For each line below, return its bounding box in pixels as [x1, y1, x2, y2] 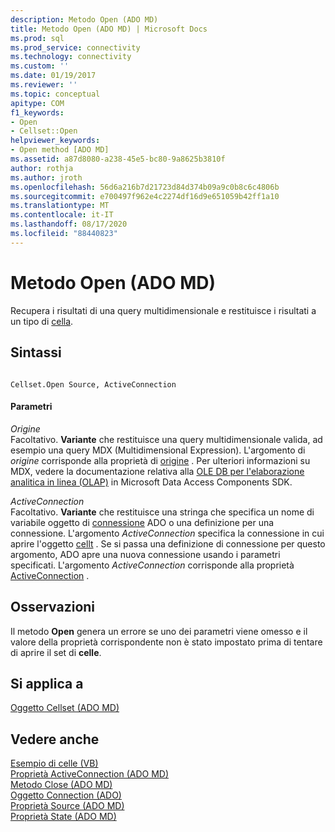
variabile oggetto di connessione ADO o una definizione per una [10, 516, 275, 528]
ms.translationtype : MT [10, 201, 110, 211]
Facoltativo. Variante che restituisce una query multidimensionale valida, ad [10, 433, 323, 445]
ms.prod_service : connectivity [10, 42, 141, 53]
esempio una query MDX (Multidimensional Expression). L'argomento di [10, 444, 306, 456]
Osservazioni [10, 599, 96, 616]
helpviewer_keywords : [10, 136, 101, 146]
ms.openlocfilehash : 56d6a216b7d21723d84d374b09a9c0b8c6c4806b [10, 182, 280, 192]
